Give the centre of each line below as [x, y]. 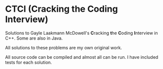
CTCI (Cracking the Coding [61, 9]
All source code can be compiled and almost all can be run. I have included [82, 57]
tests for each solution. [28, 62]
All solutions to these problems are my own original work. [64, 47]
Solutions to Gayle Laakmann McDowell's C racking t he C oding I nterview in [81, 33]
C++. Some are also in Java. [34, 38]
